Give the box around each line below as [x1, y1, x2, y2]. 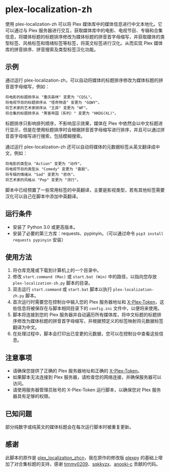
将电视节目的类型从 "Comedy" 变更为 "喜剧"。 [5, 166, 92, 172]
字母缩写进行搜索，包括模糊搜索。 [14, 133, 85, 139]
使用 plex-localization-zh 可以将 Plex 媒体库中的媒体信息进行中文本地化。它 [5, 21, 163, 27]
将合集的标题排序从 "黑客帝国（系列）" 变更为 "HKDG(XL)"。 [5, 111, 119, 116]
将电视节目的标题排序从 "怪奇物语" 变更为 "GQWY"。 [5, 100, 102, 105]
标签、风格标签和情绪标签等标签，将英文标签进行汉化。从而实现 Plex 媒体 [9, 40, 163, 46]
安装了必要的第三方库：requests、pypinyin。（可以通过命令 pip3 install [12, 230, 163, 237]
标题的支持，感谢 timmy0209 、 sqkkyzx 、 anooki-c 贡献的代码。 [27, 461, 160, 467]
